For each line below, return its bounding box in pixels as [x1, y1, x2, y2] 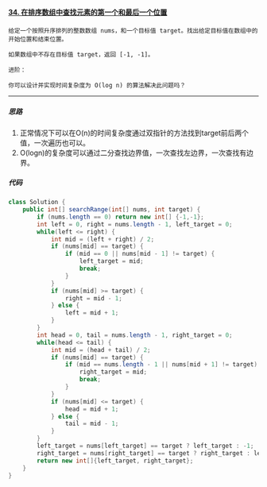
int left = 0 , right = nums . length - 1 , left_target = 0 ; [37, 220, 233, 228]
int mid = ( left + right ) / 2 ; [50, 235, 155, 243]
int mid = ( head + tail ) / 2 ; [50, 346, 151, 354]
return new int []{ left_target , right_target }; [37, 457, 194, 465]
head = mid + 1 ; [64, 405, 119, 413]
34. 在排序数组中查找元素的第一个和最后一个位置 [8, 7, 168, 17]
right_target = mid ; [79, 368, 148, 377]
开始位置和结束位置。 [8, 36, 68, 44]
